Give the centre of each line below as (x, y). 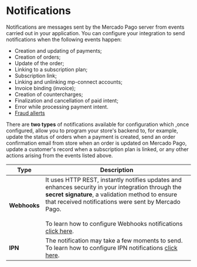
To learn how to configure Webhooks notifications (114, 224)
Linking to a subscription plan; (51, 69)
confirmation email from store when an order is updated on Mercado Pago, (96, 143)
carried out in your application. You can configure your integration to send (96, 33)
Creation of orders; (38, 57)
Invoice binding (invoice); (45, 88)
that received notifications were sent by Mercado (113, 201)
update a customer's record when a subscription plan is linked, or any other (97, 149)
